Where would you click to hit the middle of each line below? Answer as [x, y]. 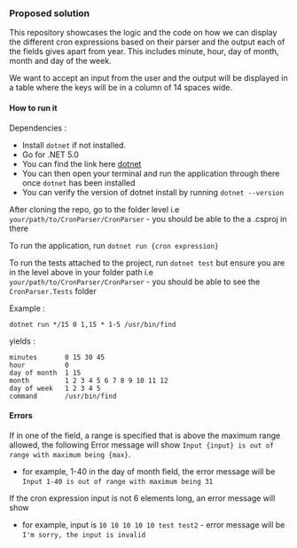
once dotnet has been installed [78, 183]
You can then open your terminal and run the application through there [151, 173]
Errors [21, 416]
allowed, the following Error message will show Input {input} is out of [142, 445]
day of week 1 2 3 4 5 [55, 388]
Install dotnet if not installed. [74, 145]
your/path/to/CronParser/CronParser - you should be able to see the [135, 282]
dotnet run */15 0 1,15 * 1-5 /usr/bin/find [93, 324]
